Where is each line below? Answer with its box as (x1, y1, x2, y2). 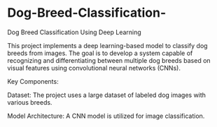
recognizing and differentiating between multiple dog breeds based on (7, 56, 211, 64)
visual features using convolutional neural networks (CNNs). (7, 63, 181, 72)
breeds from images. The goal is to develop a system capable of (7, 49, 193, 57)
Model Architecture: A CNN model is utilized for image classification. (7, 112, 205, 120)
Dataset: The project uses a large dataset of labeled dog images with (7, 91, 206, 99)
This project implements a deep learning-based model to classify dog (7, 41, 208, 50)
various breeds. (7, 98, 52, 106)
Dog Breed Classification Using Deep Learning (7, 28, 141, 36)
